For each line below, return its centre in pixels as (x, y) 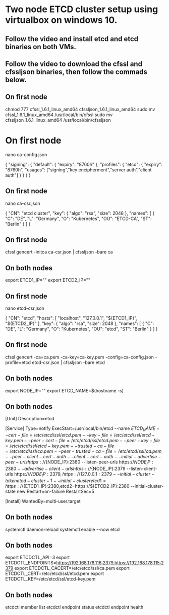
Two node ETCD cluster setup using (82, 9)
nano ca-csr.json (23, 203)
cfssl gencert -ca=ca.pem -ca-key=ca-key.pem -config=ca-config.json (79, 357)
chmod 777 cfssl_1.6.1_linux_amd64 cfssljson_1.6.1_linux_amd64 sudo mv (80, 109)
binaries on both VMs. (41, 47)
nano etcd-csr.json (25, 308)
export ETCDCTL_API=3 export (38, 557)
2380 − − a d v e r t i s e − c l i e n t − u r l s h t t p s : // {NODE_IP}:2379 (65, 468)
